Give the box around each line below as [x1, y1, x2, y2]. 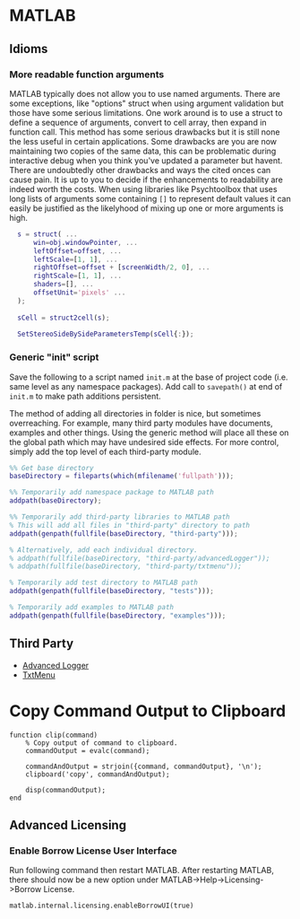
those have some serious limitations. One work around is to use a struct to [9, 107, 283, 118]
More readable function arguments [9, 68, 165, 81]
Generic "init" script [9, 351, 99, 363]
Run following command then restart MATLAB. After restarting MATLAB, [9, 865, 275, 876]
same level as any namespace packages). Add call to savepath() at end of [9, 381, 283, 391]
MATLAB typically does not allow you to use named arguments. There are [9, 88, 280, 99]
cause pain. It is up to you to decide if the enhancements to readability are [9, 174, 284, 185]
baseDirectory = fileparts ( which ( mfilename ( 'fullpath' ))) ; [9, 472, 235, 481]
